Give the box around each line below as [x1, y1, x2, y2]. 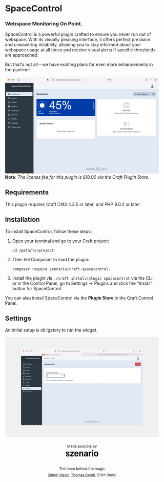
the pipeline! [5, 67, 30, 73]
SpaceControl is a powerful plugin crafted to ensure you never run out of [5, 31, 151, 37]
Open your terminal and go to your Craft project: [12, 238, 109, 244]
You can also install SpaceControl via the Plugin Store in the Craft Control [5, 295, 153, 301]
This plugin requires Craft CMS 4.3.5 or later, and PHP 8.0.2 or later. [5, 201, 142, 207]
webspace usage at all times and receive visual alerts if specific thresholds [5, 47, 156, 53]
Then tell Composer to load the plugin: [12, 256, 89, 262]
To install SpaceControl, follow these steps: [5, 228, 92, 234]
